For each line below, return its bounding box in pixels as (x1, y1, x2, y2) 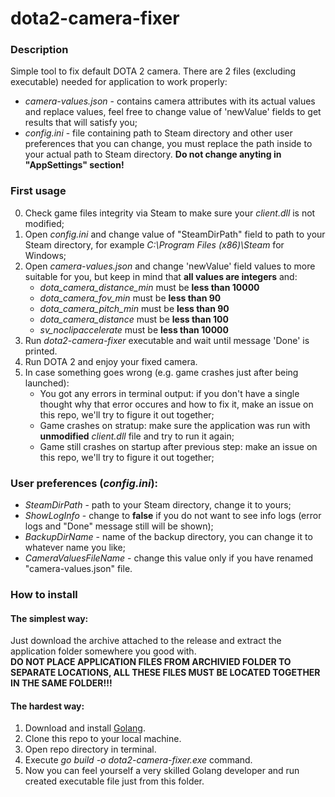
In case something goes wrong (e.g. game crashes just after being (24, 366, 299, 378)
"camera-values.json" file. (24, 563, 133, 575)
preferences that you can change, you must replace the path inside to (24, 138, 313, 150)
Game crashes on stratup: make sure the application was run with (39, 419, 311, 431)
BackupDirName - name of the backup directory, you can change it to (24, 531, 313, 543)
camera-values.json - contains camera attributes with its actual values (24, 95, 316, 107)
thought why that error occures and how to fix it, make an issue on (39, 398, 314, 410)
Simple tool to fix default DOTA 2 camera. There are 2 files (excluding (10, 65, 297, 77)
